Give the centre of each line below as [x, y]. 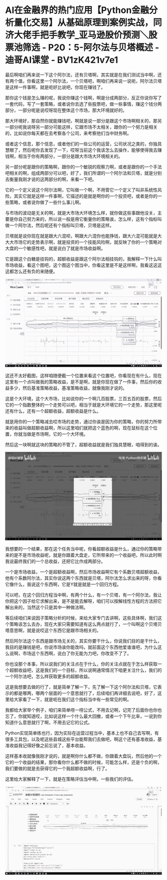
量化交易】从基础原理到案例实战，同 [88, 23]
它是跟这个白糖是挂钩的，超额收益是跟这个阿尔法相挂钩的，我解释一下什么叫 [83, 259]
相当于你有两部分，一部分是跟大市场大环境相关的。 [70, 156]
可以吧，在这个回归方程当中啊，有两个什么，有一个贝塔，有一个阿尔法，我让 [83, 595]
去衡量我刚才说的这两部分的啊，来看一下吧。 [51, 179]
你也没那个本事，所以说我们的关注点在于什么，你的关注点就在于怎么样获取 [81, 664]
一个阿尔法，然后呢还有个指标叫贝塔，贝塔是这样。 [62, 225]
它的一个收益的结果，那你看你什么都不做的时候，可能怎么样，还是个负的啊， [83, 762]
